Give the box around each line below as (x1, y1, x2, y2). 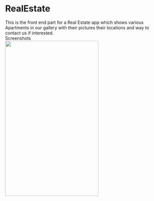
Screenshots (5, 35, 31, 41)
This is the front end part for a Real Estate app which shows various (5, 19, 144, 25)
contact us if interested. (5, 30, 54, 36)
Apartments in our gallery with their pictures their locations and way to (5, 24, 150, 30)
